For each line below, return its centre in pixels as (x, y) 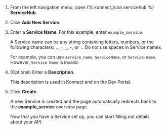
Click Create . (24, 92)
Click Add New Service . (35, 22)
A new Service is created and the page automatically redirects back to (83, 101)
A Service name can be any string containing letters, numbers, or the (82, 42)
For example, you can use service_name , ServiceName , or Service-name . (83, 57)
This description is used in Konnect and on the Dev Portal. (71, 82)
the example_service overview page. (49, 107)
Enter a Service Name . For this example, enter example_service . (76, 32)
